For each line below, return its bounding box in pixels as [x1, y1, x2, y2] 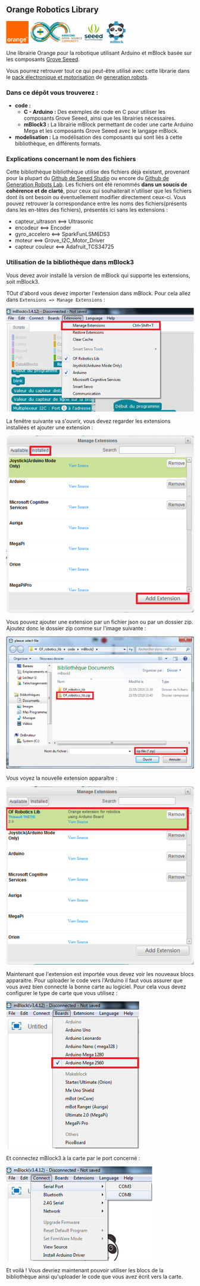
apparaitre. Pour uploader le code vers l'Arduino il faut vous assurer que [6, 977, 183, 984]
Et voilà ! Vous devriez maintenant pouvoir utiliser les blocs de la [6, 1266, 164, 1273]
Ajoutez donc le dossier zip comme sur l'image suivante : [6, 625, 146, 632]
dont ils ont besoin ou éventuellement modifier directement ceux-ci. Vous [6, 194, 186, 201]
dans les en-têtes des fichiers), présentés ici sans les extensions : [6, 206, 168, 213]
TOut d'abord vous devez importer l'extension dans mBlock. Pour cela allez [6, 289, 191, 297]
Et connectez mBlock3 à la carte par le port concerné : [6, 1154, 140, 1161]
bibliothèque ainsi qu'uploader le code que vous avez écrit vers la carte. [6, 1273, 183, 1280]
